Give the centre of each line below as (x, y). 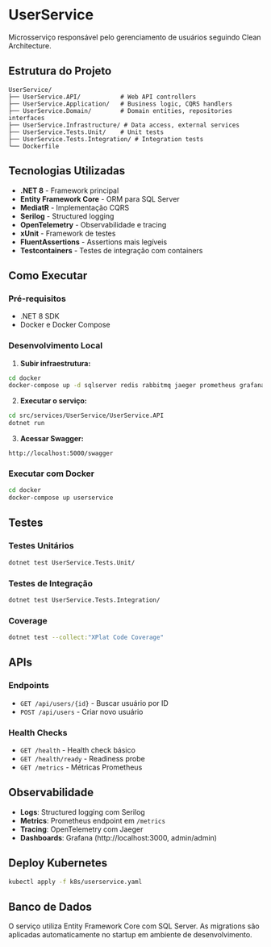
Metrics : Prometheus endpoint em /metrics (93, 820)
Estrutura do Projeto (60, 71)
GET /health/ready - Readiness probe (82, 758)
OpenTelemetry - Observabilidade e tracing (93, 224)
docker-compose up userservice (61, 498)
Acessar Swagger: (52, 439)
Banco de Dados (50, 906)
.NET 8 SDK (40, 316)
